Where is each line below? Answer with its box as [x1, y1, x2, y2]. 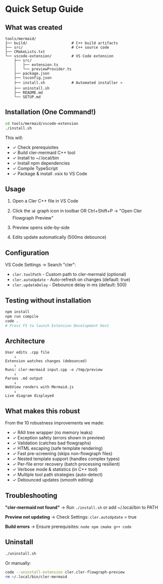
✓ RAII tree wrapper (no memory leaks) [12, 429, 93, 435]
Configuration [5, 249, 49, 257]
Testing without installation [5, 296, 91, 305]
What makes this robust [5, 407, 80, 415]
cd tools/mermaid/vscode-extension [5, 121, 79, 126]
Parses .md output [5, 376, 43, 381]
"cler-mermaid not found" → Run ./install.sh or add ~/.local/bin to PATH [5, 504, 158, 510]
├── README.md [14, 90, 43, 95]
